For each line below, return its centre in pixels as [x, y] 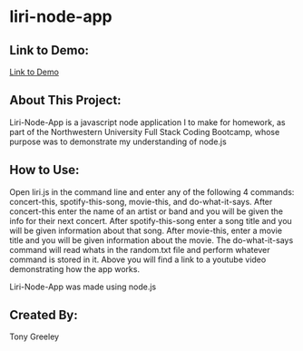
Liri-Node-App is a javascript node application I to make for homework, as [147, 122]
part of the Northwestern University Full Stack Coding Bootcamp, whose [145, 132]
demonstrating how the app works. [75, 268]
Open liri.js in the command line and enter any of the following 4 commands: [152, 191]
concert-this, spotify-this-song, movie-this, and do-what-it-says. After [141, 201]
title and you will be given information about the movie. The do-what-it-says [151, 240]
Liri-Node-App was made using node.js [83, 287]
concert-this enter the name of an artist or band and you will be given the [147, 211]
